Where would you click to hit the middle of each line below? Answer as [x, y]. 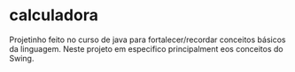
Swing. [22, 58]
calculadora [54, 15]
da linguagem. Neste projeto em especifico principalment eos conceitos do [146, 48]
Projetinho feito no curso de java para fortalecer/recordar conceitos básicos [147, 40]
